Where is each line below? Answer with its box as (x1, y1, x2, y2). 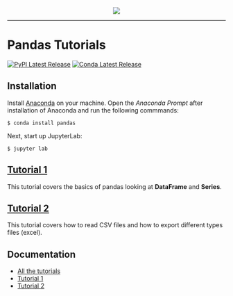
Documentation (7, 248, 76, 260)
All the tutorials (17, 267, 61, 275)
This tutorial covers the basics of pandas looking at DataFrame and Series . (7, 182, 222, 190)
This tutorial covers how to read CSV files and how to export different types (7, 221, 223, 229)
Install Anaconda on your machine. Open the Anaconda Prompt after (7, 99, 203, 107)
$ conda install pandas (7, 120, 76, 126)
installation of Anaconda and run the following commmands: (7, 106, 179, 114)
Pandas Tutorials (7, 38, 106, 53)
